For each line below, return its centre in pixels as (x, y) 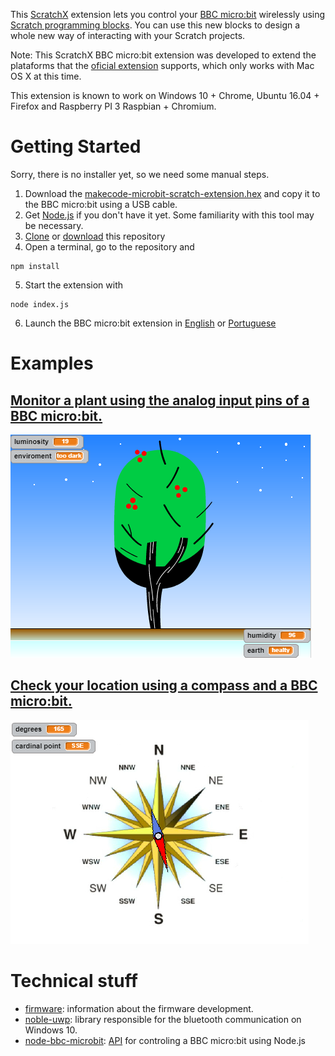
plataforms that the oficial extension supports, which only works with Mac (162, 65)
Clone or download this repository (95, 236)
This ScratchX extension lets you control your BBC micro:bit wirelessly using (168, 14)
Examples (52, 363)
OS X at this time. (46, 76)
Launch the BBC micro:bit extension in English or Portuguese (150, 323)
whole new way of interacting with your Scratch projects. (128, 35)
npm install (35, 266)
